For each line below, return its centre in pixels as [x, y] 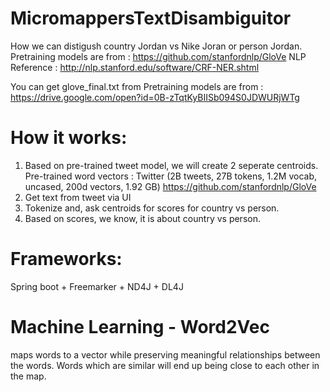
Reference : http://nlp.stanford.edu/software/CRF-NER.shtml [135, 67]
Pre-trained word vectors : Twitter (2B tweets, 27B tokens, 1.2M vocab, [170, 176]
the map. [28, 376]
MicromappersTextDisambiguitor [151, 18]
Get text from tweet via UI [78, 197]
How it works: [69, 138]
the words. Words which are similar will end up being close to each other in [165, 365]
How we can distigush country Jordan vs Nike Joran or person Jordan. [156, 46]
